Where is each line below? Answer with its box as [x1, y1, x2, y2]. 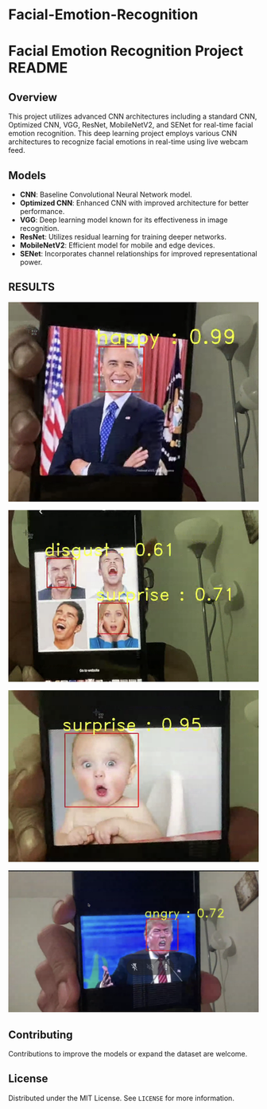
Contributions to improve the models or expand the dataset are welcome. [8, 1049, 248, 1059]
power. [19, 257, 43, 267]
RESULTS [8, 280, 56, 294]
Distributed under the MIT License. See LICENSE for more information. [8, 1093, 234, 1103]
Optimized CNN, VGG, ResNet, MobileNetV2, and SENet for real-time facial [8, 120, 253, 130]
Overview [8, 90, 58, 104]
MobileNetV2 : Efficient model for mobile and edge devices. [19, 240, 216, 250]
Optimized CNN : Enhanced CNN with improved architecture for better [19, 198, 249, 208]
